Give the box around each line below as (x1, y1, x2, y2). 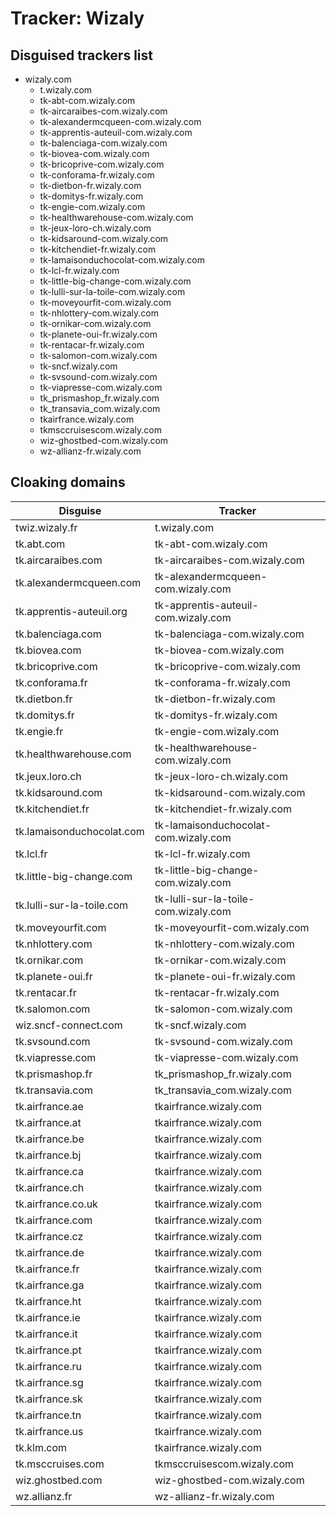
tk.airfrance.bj (15, 1148, 82, 1162)
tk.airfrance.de (15, 1245, 85, 1259)
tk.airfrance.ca (15, 1164, 84, 1178)
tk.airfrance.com (15, 1213, 93, 1227)
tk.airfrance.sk (15, 1392, 83, 1406)
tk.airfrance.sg (15, 1375, 84, 1389)
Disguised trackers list (10, 47, 153, 64)
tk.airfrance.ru (15, 1359, 83, 1373)
